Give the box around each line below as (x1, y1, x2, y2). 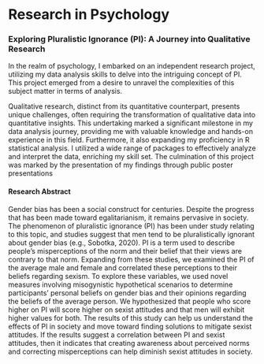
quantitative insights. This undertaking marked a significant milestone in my (8, 118, 254, 128)
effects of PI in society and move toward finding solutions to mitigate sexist (8, 321, 252, 331)
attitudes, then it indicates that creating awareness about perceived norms (8, 338, 250, 347)
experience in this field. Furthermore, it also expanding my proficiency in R (8, 136, 250, 145)
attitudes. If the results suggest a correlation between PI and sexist (8, 329, 225, 340)
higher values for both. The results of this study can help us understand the (8, 313, 254, 322)
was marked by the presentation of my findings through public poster (8, 160, 234, 170)
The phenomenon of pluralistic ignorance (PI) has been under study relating (8, 221, 255, 230)
